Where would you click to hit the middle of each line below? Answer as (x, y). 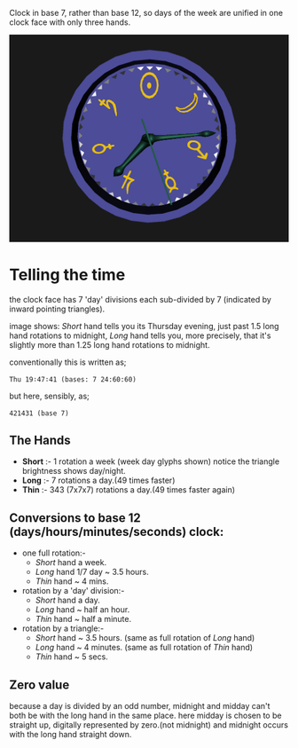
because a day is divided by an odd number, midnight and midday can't (140, 705)
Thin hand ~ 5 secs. (71, 657)
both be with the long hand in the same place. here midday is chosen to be (145, 715)
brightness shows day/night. (74, 471)
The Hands (40, 440)
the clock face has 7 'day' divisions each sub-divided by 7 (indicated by (141, 299)
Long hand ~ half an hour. (82, 610)
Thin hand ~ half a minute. (83, 619)
